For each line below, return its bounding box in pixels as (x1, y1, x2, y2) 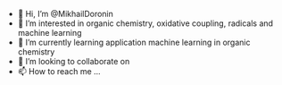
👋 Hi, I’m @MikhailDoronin (17, 9, 114, 19)
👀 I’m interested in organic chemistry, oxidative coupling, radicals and (17, 18, 274, 29)
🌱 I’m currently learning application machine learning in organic (17, 37, 251, 47)
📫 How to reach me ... (17, 66, 101, 76)
